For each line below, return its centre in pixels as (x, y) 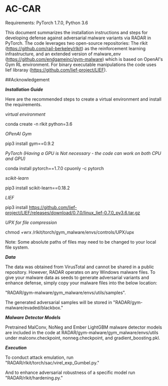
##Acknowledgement (28, 80)
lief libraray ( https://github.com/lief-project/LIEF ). (56, 70)
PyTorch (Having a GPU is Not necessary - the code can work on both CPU (83, 153)
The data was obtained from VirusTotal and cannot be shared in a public (80, 267)
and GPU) (16, 159)
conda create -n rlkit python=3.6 (39, 124)
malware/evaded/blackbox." (34, 307)
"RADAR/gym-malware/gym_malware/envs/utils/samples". (66, 292)
